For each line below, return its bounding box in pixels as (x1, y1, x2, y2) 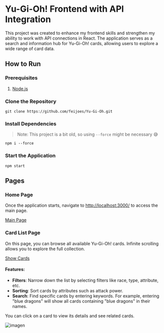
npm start (5, 163, 25, 168)
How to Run (5, 60, 41, 68)
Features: (5, 266, 25, 272)
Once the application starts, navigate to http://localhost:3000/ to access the (5, 202, 158, 209)
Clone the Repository (5, 98, 57, 105)
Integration (5, 14, 51, 25)
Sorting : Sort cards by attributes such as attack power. (12, 287, 123, 293)
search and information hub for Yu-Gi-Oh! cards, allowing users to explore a (5, 40, 158, 46)
